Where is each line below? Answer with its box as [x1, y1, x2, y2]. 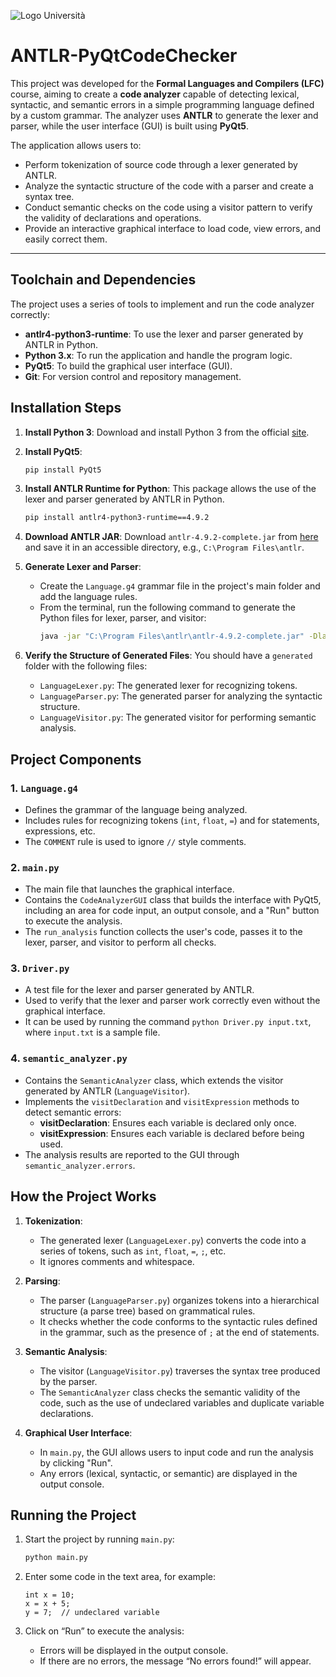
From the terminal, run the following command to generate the [39, 601, 296, 614]
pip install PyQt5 [24, 465, 102, 475]
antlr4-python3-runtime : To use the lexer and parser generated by [24, 328, 304, 340]
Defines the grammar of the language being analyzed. [24, 803, 248, 815]
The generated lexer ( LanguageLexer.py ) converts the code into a [39, 1234, 307, 1246]
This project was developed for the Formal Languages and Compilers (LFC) [10, 77, 325, 89]
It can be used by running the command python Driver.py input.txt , [24, 1016, 312, 1028]
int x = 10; [24, 1590, 75, 1600]
